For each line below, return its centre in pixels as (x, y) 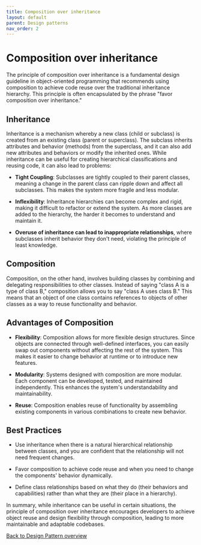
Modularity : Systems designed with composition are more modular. (98, 374)
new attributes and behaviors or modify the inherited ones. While (86, 153)
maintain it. (28, 221)
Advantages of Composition (60, 323)
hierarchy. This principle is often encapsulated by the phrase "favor (89, 94)
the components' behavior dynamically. (64, 475)
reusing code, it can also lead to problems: (59, 165)
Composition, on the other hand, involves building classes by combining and (100, 278)
